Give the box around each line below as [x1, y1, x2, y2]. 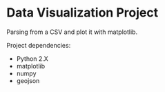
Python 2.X [16, 54, 49, 63]
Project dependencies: [6, 41, 71, 49]
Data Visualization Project [6, 5, 159, 21]
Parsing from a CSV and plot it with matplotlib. [6, 28, 138, 36]
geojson [16, 76, 40, 84]
